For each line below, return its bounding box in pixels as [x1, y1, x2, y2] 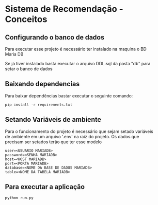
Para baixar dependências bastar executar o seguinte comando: [5, 93, 133, 98]
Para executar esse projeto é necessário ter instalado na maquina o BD [5, 46, 147, 52]
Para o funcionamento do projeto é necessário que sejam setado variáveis [5, 128, 154, 134]
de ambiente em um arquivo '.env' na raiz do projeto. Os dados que [5, 133, 140, 139]
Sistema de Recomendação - [5, 3, 124, 15]
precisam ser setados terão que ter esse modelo [5, 139, 102, 145]
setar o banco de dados [5, 66, 53, 72]
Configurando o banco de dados [5, 33, 105, 41]
